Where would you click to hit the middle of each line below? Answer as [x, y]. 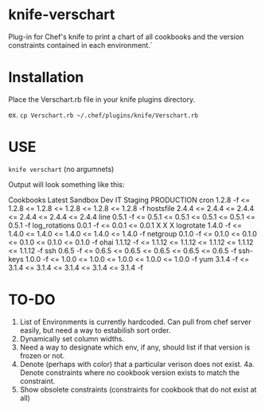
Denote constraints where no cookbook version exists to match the [130, 373]
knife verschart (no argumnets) [61, 169]
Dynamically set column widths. [72, 338]
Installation [46, 78]
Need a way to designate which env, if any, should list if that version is [135, 347]
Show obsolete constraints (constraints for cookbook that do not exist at [138, 389]
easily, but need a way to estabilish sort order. [95, 330]
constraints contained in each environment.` [80, 45]
